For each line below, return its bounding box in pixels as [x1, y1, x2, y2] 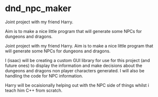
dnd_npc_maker [5, 3, 72, 14]
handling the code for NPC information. [5, 73, 83, 79]
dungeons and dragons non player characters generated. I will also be [5, 67, 145, 73]
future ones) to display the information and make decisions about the [5, 63, 143, 68]
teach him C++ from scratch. [5, 87, 63, 93]
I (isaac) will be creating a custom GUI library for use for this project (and [5, 57, 150, 63]
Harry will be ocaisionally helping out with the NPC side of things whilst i [5, 82, 149, 88]
